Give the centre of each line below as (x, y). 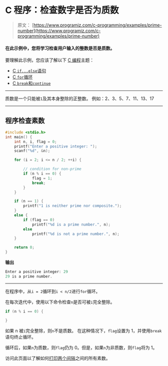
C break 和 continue (31, 83)
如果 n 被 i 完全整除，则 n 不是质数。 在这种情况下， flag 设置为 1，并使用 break (83, 330)
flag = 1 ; (42, 178)
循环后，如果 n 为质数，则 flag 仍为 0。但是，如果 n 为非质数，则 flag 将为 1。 (81, 347)
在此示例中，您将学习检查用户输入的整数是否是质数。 (60, 48)
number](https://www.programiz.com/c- (59, 30)
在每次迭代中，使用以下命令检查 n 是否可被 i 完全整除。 (60, 302)
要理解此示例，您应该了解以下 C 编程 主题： (50, 60)
